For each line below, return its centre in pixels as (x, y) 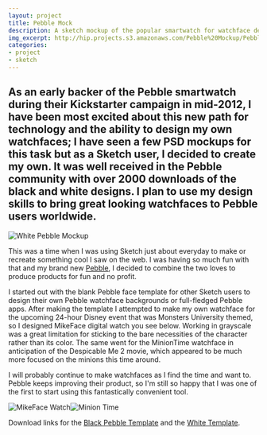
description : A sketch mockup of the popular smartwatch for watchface (129, 30)
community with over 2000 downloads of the (122, 179)
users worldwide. (52, 217)
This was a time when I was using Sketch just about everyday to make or (127, 251)
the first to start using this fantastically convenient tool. (98, 391)
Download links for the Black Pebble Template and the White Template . (124, 422)
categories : (28, 45)
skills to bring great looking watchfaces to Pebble (133, 204)
